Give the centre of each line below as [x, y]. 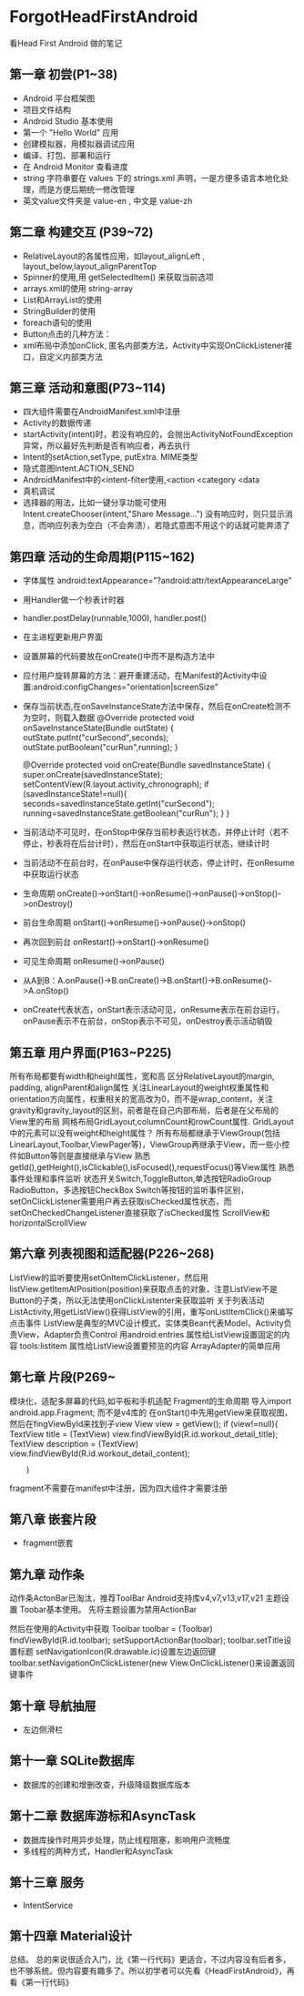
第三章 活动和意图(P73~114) [88, 387]
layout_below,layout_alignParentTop [90, 266]
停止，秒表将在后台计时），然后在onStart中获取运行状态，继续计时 [146, 843]
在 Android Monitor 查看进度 [76, 167]
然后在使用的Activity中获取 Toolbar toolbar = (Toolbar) [111, 1629]
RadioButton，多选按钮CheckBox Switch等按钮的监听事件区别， [129, 1190]
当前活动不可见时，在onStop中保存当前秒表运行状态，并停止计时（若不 [156, 832]
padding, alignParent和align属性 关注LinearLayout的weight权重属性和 [139, 1087]
